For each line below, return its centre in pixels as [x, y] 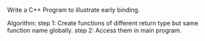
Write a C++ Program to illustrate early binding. [73, 10]
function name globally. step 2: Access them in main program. [94, 30]
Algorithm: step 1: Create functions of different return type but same [102, 23]
